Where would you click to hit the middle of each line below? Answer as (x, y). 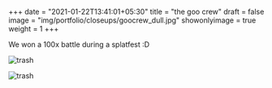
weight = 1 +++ (34, 29)
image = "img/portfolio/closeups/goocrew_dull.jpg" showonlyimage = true (132, 20)
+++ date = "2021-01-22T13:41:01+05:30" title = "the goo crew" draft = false (136, 12)
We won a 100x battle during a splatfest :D (79, 44)
